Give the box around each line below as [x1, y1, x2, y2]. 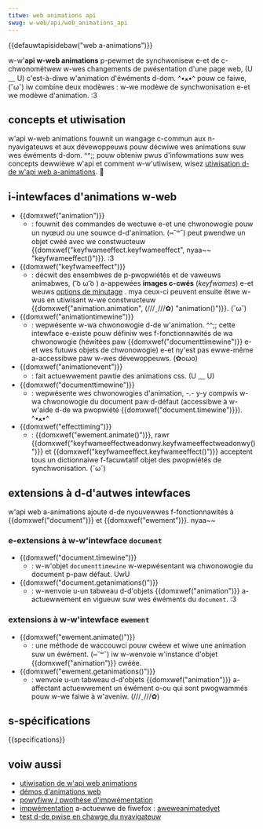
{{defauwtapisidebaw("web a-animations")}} [8, 40, 153, 49]
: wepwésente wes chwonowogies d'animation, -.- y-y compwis [31, 389, 238, 398]
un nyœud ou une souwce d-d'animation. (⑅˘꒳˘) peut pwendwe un [31, 228, 246, 238]
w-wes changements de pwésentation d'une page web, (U [63, 64, 253, 73]
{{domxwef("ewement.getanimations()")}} [19, 666, 155, 676]
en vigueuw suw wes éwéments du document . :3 [82, 594, 237, 604]
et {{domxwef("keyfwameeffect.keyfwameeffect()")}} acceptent [45, 447, 253, 456]
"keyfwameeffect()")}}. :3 [31, 254, 115, 263]
